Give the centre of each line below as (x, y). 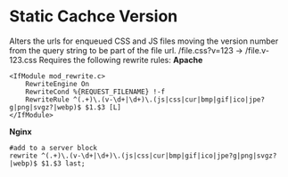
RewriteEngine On (58, 84)
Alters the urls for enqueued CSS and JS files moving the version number (144, 41)
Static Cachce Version (94, 16)
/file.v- (257, 50)
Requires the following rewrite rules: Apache (121, 60)
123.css (23, 60)
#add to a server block (53, 148)
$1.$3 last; (64, 163)
